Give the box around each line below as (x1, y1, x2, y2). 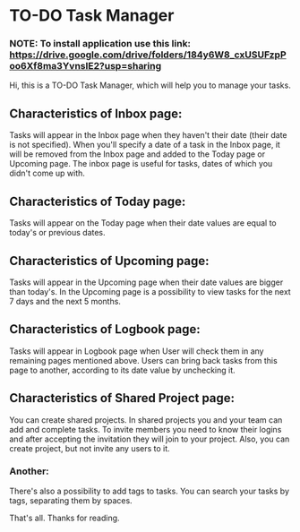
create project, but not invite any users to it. (9, 442, 170, 453)
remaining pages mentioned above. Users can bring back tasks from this (9, 355, 278, 365)
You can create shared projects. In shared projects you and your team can (9, 414, 283, 425)
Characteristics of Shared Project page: (9, 390, 236, 406)
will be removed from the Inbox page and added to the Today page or (9, 149, 266, 159)
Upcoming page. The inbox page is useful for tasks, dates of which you (9, 159, 273, 169)
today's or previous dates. (9, 227, 106, 238)
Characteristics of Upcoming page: (9, 253, 210, 269)
